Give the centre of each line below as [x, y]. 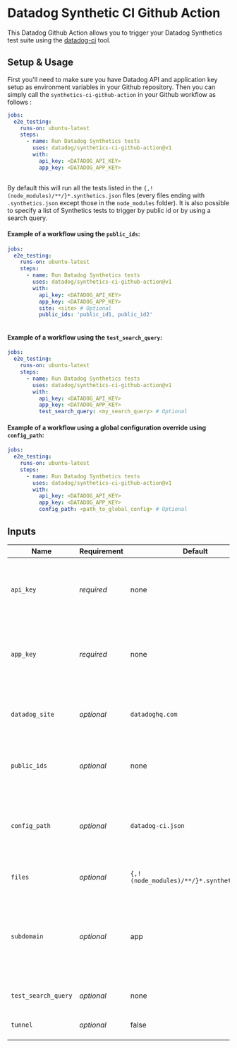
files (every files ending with [164, 195]
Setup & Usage [41, 63]
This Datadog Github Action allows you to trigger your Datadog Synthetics [115, 33]
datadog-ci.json [157, 825]
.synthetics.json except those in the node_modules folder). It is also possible [119, 202]
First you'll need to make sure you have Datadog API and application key [113, 79]
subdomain [27, 936]
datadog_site [33, 714]
